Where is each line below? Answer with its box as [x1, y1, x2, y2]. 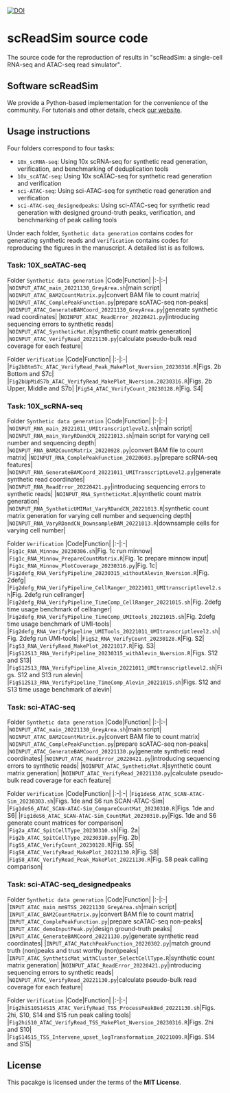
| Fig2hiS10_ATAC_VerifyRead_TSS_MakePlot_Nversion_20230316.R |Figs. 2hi [7, 1018, 214, 1026]
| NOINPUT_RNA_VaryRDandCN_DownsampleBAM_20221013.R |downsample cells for [7, 519, 220, 528]
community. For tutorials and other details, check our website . [7, 106, 183, 114]
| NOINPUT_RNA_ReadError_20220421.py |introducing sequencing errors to [7, 482, 206, 491]
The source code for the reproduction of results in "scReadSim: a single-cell [7, 53, 223, 61]
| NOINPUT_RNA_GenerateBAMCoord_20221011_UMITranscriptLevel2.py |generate [7, 468, 221, 476]
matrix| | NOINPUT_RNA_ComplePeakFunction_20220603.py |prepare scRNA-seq [7, 454, 218, 462]
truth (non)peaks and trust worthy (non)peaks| [7, 946, 139, 954]
